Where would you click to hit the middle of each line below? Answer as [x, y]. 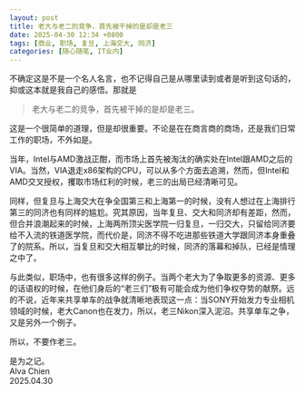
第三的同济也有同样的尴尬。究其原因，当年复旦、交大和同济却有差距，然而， [152, 212]
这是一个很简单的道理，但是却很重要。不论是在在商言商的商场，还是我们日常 [152, 129]
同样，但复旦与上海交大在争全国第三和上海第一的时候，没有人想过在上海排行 [152, 201]
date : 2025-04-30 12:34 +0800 [67, 34]
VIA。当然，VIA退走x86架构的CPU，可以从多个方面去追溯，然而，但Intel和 [149, 171]
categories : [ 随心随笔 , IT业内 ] [67, 52]
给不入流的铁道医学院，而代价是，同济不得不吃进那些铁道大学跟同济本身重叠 [152, 235]
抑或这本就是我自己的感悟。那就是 [73, 90]
